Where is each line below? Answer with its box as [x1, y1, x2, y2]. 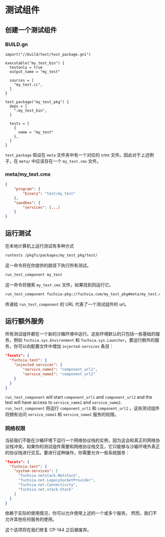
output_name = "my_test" [9, 69, 60, 74]
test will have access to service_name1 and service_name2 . [5, 399, 122, 405]
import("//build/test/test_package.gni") [5, 52, 91, 57]
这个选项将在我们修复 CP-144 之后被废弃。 [5, 527, 92, 533]
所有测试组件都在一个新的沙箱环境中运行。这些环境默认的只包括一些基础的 [5, 331, 156, 337]
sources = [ [9, 77, 34, 83]
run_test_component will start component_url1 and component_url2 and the [5, 394, 152, 400]
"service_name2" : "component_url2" [23, 371, 96, 377]
